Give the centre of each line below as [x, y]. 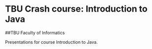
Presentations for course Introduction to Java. [51, 42]
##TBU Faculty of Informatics [35, 33]
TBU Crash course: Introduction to [76, 9]
